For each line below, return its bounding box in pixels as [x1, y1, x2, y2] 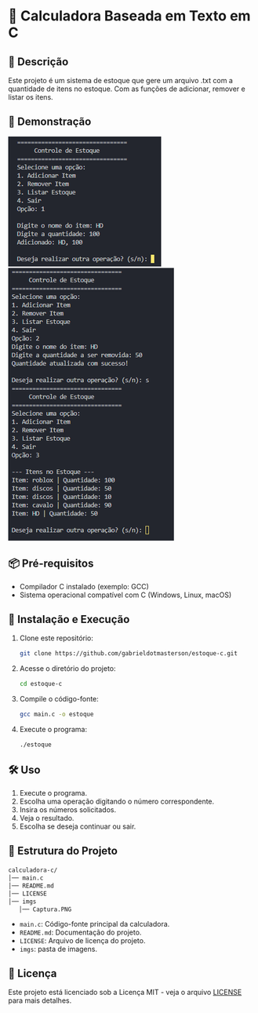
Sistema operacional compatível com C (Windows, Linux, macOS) [19, 590, 232, 599]
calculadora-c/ [8, 866, 58, 874]
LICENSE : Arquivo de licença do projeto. [19, 935, 146, 945]
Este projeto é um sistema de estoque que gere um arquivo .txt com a [8, 76, 233, 85]
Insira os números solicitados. [19, 804, 116, 814]
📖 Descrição [8, 55, 69, 68]
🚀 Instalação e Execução [8, 613, 130, 626]
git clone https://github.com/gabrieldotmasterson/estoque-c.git [19, 650, 238, 658]
